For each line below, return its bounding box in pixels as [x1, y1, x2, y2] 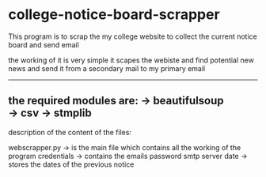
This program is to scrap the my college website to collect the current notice [8, 32, 257, 41]
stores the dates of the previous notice [8, 160, 135, 169]
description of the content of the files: [8, 127, 132, 137]
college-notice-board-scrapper [8, 6, 220, 24]
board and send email [8, 40, 79, 49]
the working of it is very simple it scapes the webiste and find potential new [8, 55, 255, 65]
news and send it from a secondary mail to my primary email [8, 63, 206, 73]
